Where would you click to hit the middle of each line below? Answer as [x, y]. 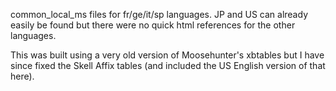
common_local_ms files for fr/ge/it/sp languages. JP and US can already [159, 14]
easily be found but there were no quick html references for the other [153, 25]
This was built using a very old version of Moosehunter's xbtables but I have [167, 55]
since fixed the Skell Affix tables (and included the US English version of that [168, 65]
